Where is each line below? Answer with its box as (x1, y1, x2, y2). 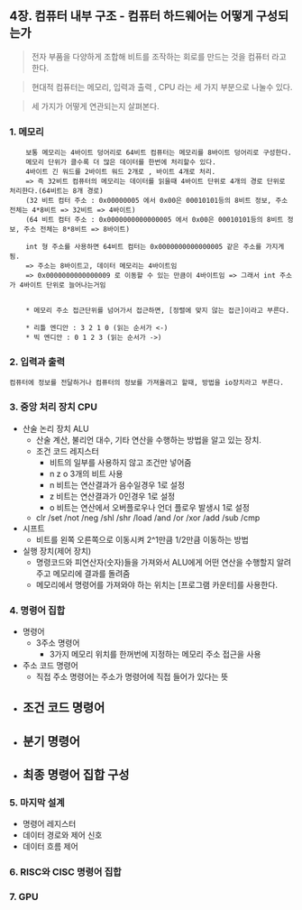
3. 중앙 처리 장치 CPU (9, 400, 97, 413)
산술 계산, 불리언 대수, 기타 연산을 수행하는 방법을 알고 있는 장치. (35, 434, 261, 445)
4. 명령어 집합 (9, 603, 66, 616)
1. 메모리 (9, 125, 45, 138)
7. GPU (9, 891, 39, 904)
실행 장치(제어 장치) (22, 545, 92, 556)
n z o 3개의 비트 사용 (49, 468, 124, 479)
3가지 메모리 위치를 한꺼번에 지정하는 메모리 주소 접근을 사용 (49, 648, 261, 659)
